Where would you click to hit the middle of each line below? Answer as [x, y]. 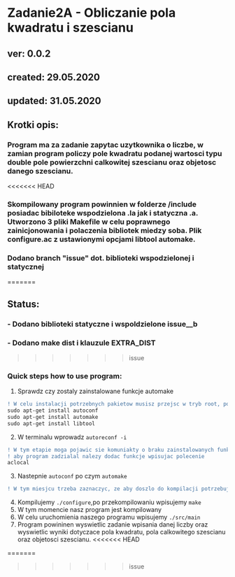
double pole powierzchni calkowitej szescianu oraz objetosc [112, 162]
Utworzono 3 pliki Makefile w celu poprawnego [89, 222]
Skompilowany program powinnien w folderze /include [102, 204]
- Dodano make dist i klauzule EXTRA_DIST [81, 343]
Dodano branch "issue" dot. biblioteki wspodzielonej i [101, 258]
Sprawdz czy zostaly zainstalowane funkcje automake [95, 391]
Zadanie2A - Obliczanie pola [92, 13]
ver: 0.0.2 [29, 54]
